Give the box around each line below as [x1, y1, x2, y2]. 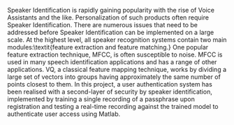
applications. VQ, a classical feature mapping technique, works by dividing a [7, 66, 227, 73]
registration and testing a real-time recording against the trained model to [7, 103, 219, 110]
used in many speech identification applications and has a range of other [7, 58, 217, 66]
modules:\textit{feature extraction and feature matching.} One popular [7, 43, 209, 51]
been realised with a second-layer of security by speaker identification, [7, 87, 213, 96]
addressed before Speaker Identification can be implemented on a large [7, 28, 214, 36]
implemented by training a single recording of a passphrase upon [7, 95, 196, 103]
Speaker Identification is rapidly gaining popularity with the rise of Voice [7, 6, 215, 14]
